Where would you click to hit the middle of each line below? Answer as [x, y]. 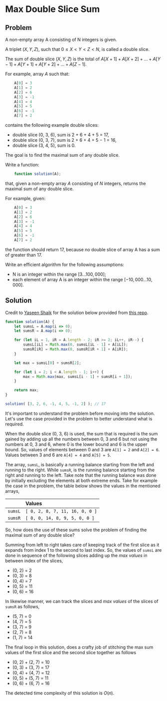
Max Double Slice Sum [53, 9]
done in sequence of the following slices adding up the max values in [77, 555]
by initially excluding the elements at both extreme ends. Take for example [82, 480]
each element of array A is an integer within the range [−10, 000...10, [82, 279]
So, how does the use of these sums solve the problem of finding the [76, 530]
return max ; [26, 390]
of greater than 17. [24, 255]
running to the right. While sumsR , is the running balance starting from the [80, 470]
